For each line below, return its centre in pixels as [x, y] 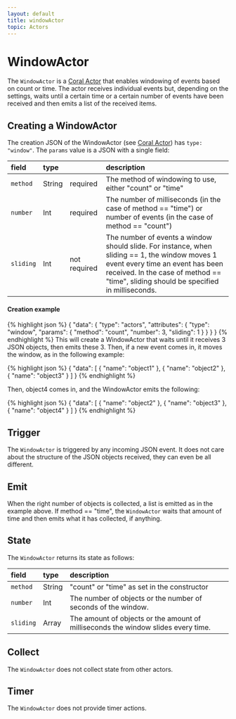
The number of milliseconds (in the [163, 200]
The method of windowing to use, [161, 179]
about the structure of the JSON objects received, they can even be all [109, 457]
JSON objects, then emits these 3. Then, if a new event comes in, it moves [115, 347]
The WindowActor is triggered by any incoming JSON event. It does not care [116, 450]
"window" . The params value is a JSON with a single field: [88, 150]
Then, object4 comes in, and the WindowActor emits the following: [104, 389]
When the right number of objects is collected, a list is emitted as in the [110, 503]
